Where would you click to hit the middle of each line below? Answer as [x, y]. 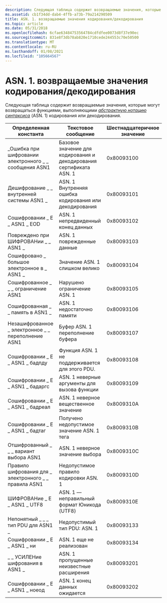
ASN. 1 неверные [80, 377]
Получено [71, 418]
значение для [75, 149]
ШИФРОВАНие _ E [30, 498]
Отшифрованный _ [30, 445]
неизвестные [75, 567]
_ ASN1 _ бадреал [29, 407]
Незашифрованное [31, 324]
